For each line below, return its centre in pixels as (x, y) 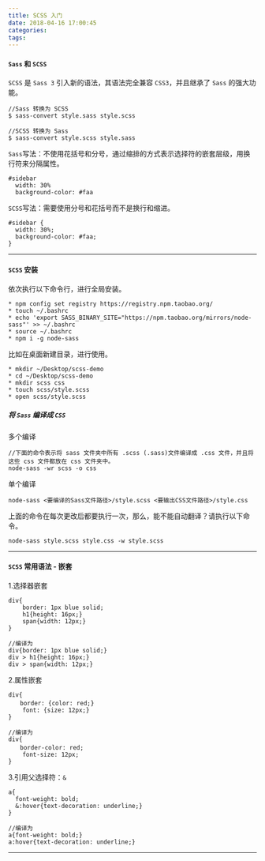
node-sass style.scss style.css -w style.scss (86, 541)
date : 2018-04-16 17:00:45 (52, 23)
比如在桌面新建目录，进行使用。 (60, 354)
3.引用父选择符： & (37, 777)
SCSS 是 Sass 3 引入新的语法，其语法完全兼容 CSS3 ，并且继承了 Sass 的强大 (129, 83)
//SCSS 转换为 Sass (38, 131)
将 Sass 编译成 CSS (37, 415)
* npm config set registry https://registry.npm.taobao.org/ (111, 304)
